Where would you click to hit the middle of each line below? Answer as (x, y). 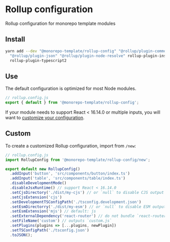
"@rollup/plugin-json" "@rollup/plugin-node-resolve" (68, 56)
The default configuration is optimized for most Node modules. (71, 89)
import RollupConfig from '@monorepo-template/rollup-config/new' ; (78, 160)
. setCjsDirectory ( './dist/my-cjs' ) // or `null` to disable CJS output (87, 192)
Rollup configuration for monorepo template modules (60, 23)
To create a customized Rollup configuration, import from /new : (71, 146)
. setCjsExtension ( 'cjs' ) (36, 197)
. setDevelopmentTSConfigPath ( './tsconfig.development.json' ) (76, 202)
